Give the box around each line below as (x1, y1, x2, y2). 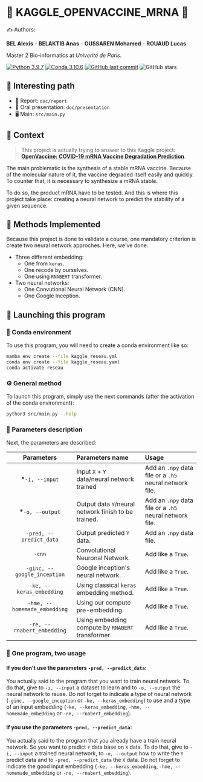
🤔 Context (6, 130, 44, 141)
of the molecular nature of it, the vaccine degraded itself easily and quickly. (6, 171, 195, 178)
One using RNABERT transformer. (24, 273, 103, 280)
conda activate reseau (6, 365, 63, 371)
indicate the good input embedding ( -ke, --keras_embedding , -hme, (6, 763, 173, 770)
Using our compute (76, 598, 131, 607)
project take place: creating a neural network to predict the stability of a (6, 195, 185, 202)
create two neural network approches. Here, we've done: (6, 242, 149, 249)
